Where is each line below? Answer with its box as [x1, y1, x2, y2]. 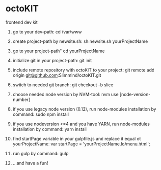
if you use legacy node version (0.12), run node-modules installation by [12, 106, 157, 112]
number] [12, 97, 30, 102]
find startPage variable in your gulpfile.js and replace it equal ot [12, 136, 141, 141]
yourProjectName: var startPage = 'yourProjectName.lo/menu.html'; [12, 141, 150, 147]
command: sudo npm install [12, 111, 69, 117]
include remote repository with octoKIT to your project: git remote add [12, 67, 155, 73]
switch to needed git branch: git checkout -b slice [12, 82, 113, 88]
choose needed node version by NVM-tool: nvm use [12, 91, 119, 97]
